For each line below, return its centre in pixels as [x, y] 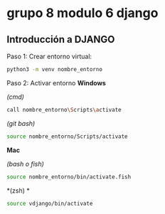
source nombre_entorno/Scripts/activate [68, 137]
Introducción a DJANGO [61, 39]
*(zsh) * [18, 191]
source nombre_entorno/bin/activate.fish [69, 177]
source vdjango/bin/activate [50, 203]
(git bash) [21, 123]
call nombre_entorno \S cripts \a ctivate [64, 109]
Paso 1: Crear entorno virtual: [49, 56]
